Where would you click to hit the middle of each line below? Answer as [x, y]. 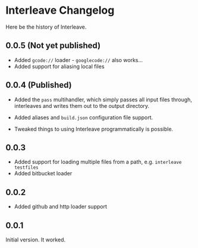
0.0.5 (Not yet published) [53, 46]
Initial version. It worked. [36, 240]
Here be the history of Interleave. [46, 27]
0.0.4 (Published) [39, 85]
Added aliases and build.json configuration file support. [84, 117]
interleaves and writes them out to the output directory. [82, 106]
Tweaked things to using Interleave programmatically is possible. [94, 129]
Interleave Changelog [60, 10]
